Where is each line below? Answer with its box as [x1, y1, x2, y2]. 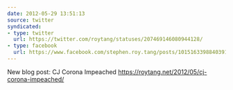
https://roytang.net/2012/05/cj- [117, 67, 207, 76]
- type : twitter [7, 29, 54, 37]
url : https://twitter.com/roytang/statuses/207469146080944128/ [13, 36, 203, 43]
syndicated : [7, 23, 42, 30]
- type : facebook [7, 42, 58, 49]
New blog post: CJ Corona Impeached [7, 67, 116, 76]
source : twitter [7, 17, 54, 24]
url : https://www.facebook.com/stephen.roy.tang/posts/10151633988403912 [13, 49, 231, 56]
